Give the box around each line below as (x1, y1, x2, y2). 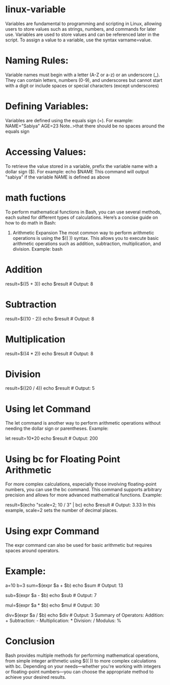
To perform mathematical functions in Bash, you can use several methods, (5, 209, 162, 215)
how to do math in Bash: (5, 219, 56, 226)
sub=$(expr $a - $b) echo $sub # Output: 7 (5, 592, 97, 599)
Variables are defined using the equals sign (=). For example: (5, 117, 134, 123)
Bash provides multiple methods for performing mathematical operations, (5, 652, 160, 658)
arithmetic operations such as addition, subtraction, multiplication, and (12, 240, 161, 247)
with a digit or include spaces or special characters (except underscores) (5, 82, 159, 89)
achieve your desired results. (5, 674, 66, 680)
